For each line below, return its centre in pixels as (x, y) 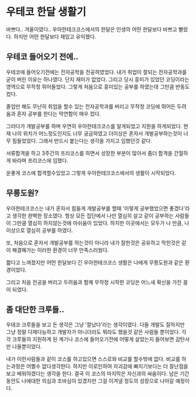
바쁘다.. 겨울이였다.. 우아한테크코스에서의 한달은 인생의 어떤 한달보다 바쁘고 (92, 29)
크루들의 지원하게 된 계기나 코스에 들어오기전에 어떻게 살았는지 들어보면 (93, 339)
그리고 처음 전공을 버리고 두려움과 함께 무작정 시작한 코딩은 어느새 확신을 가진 (94, 282)
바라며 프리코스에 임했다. (40, 160)
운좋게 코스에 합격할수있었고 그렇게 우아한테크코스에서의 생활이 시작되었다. (91, 172)
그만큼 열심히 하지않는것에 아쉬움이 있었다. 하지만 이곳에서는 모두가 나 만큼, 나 (101, 223)
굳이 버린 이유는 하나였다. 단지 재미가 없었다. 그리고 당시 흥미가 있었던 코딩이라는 (98, 79)
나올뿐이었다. (27, 347)
